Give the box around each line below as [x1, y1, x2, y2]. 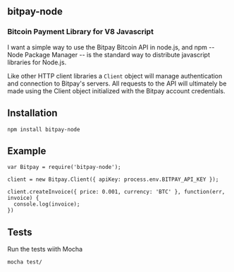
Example [7, 145, 47, 157]
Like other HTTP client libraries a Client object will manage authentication [7, 71, 223, 80]
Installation [7, 107, 58, 119]
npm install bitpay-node [7, 126, 80, 133]
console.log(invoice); [13, 201, 80, 208]
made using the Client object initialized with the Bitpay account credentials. [7, 86, 226, 95]
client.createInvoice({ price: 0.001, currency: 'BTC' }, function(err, [7, 189, 226, 196]
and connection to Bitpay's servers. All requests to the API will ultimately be [7, 79, 227, 88]
